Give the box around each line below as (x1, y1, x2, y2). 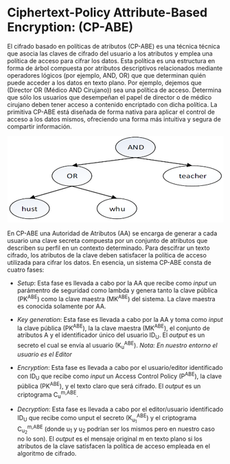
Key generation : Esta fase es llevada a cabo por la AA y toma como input (16, 315, 223, 323)
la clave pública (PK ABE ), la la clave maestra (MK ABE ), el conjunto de (16, 323, 211, 332)
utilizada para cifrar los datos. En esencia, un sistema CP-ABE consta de (7, 258, 211, 266)
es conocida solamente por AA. (16, 302, 106, 310)
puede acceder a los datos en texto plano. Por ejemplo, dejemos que (7, 78, 203, 86)
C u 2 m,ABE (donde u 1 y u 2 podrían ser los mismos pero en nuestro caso (16, 424, 215, 435)
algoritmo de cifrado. (16, 449, 77, 457)
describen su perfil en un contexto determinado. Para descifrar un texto (7, 244, 211, 252)
